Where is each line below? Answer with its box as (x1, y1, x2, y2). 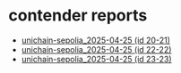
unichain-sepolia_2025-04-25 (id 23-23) (21, 53, 172, 64)
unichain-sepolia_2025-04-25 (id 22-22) (21, 44, 172, 54)
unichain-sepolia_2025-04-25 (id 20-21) (21, 35, 171, 45)
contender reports (8, 5, 148, 26)
